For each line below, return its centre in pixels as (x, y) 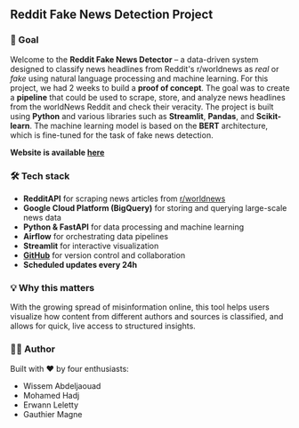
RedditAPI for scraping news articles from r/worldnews (124, 198)
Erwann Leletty (51, 405)
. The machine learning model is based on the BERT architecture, (149, 125)
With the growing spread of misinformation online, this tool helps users (140, 307)
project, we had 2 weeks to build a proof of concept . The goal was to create (150, 87)
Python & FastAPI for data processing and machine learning (133, 227)
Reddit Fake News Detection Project (112, 15)
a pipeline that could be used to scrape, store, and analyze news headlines (148, 97)
